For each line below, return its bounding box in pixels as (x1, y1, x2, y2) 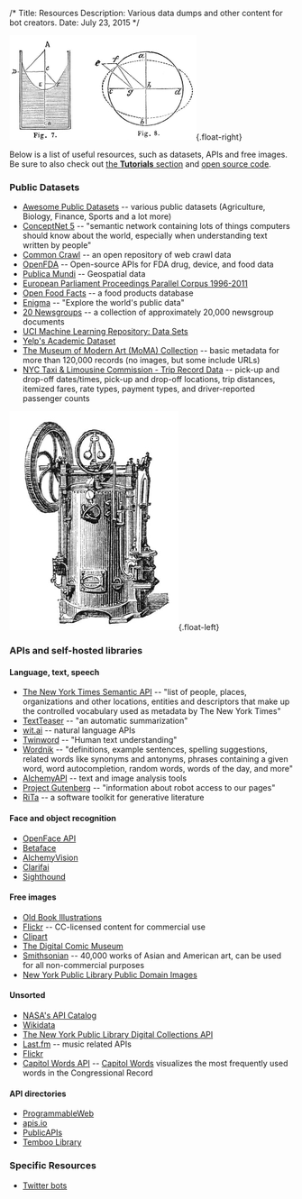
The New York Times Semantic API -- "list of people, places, (22, 687, 248, 698)
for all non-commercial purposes (22, 959, 145, 970)
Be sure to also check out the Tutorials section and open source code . (9, 159, 272, 169)
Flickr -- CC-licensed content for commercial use (22, 921, 206, 932)
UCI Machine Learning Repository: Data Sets (22, 326, 188, 337)
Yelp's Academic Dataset (22, 335, 116, 346)
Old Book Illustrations (22, 911, 102, 922)
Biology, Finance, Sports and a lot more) (22, 211, 172, 222)
